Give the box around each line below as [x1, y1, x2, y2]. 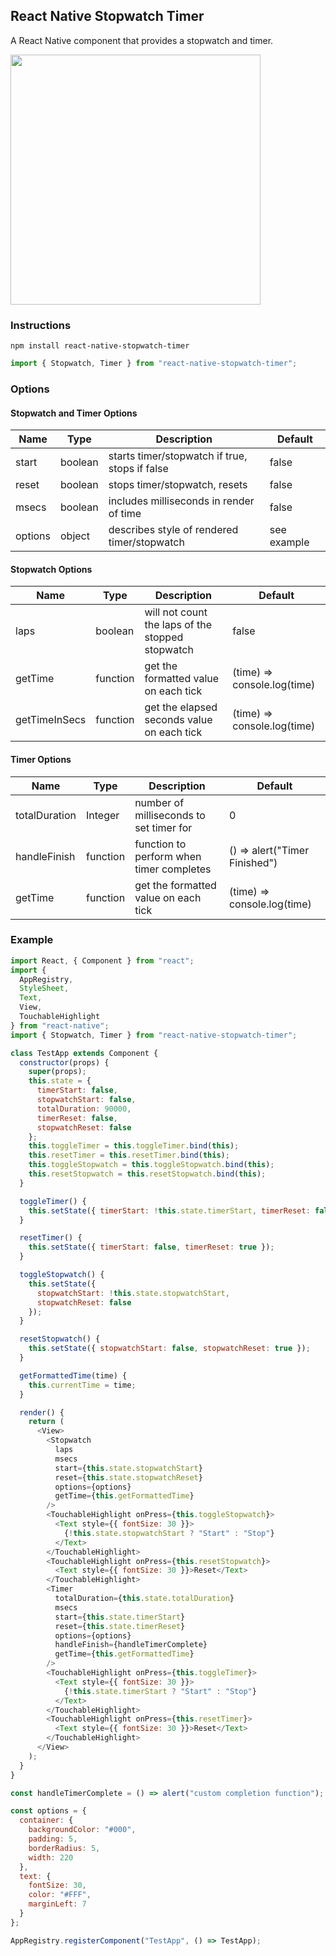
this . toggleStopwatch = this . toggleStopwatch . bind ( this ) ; [28, 1160, 275, 1170]
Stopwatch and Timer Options [10, 407, 138, 419]
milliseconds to [134, 808, 206, 822]
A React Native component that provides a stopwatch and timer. [10, 34, 274, 46]
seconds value [144, 713, 213, 727]
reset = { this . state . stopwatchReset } [54, 1472, 203, 1483]
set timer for [134, 820, 193, 834]
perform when [134, 849, 202, 863]
